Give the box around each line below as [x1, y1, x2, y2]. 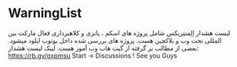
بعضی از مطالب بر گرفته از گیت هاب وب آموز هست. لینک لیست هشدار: [8, 43, 199, 52]
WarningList [8, 5, 82, 21]
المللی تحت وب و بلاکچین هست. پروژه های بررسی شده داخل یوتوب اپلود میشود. [8, 36, 222, 44]
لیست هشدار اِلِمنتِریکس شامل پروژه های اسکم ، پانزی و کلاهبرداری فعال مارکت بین [8, 29, 231, 37]
